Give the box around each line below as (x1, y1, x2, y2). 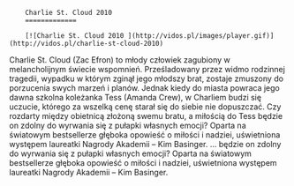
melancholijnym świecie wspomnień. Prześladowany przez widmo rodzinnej (9, 64, 285, 74)
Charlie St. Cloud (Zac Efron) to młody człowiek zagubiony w (9, 55, 231, 65)
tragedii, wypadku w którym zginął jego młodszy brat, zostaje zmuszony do (9, 73, 284, 84)
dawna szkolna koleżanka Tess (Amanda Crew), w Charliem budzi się (9, 93, 262, 102)
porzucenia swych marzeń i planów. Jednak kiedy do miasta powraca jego (9, 83, 280, 93)
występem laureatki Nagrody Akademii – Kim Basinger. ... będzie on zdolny (9, 139, 282, 149)
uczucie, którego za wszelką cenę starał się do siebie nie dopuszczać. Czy (9, 101, 282, 112)
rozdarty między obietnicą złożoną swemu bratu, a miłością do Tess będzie (9, 111, 283, 121)
